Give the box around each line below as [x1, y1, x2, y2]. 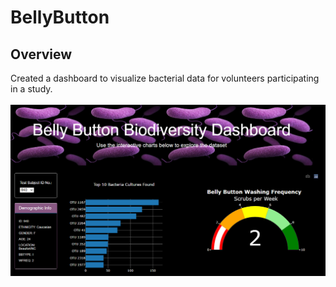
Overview [10, 46, 73, 63]
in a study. [10, 83, 53, 95]
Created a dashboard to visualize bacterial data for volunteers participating [10, 72, 320, 84]
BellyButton [10, 6, 110, 29]
